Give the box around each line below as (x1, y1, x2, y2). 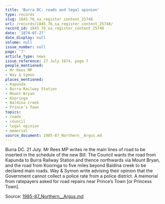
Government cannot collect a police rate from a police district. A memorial (5, 173, 158, 179)
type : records (5, 12, 35, 17)
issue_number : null (5, 44, 46, 49)
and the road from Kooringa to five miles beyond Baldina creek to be (5, 162, 146, 168)
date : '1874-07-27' (5, 30, 46, 35)
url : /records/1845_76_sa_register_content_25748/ (5, 21, 113, 26)
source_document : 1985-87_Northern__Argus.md (5, 133, 102, 138)
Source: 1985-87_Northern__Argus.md (5, 193, 84, 199)
